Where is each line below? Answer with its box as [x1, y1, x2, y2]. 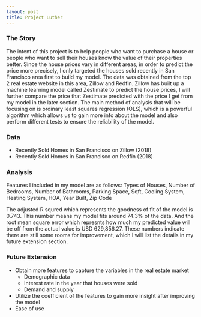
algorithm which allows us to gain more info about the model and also [6, 112, 178, 119]
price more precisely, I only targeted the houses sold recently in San [6, 67, 175, 74]
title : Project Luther [6, 14, 63, 20]
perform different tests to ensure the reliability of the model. [6, 118, 154, 125]
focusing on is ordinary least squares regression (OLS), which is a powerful [6, 105, 193, 112]
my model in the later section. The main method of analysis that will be [6, 98, 181, 106]
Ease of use [14, 304, 44, 312]
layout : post [6, 8, 39, 15]
